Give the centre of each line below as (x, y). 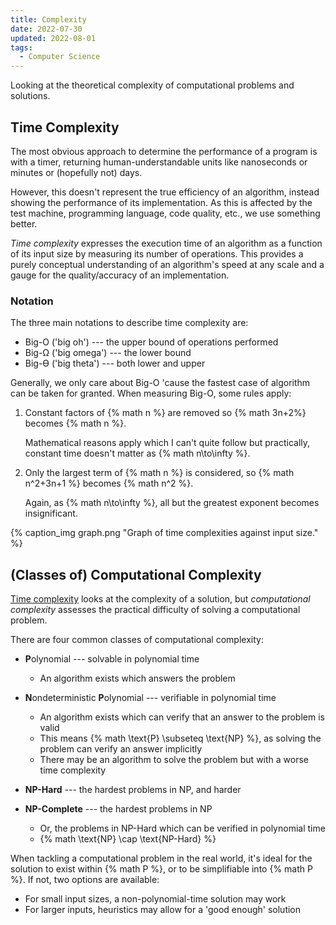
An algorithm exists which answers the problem (137, 678)
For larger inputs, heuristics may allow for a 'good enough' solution (163, 910)
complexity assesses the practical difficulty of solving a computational (155, 610)
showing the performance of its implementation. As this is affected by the (161, 202)
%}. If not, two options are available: (85, 880)
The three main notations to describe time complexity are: (129, 323)
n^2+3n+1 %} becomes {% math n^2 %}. (109, 483)
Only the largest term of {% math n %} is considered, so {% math (159, 473)
